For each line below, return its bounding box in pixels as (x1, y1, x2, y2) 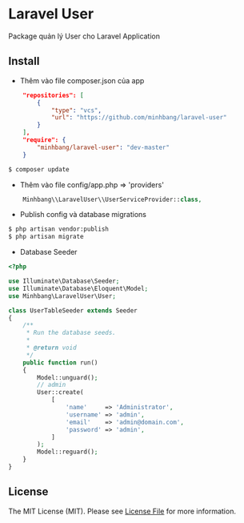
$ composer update (8, 165, 70, 173)
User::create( (37, 388, 84, 396)
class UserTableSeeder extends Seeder (8, 306, 138, 315)
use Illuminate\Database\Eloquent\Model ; (8, 284, 149, 292)
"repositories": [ (22, 91, 84, 99)
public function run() (22, 358, 98, 367)
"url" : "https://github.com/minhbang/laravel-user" (50, 114, 227, 122)
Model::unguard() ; (37, 373, 98, 381)
